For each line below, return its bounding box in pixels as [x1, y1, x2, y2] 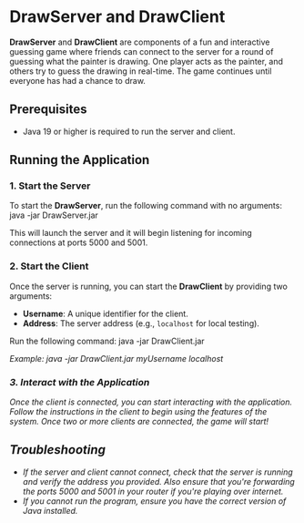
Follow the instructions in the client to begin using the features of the [9, 406, 268, 417]
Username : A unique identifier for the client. [22, 308, 188, 319]
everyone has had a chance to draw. [9, 75, 146, 86]
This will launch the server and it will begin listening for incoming [9, 228, 252, 239]
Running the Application [9, 152, 150, 168]
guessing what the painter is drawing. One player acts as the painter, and [9, 56, 284, 67]
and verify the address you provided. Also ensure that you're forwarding [22, 476, 296, 487]
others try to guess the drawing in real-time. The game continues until [9, 66, 272, 77]
